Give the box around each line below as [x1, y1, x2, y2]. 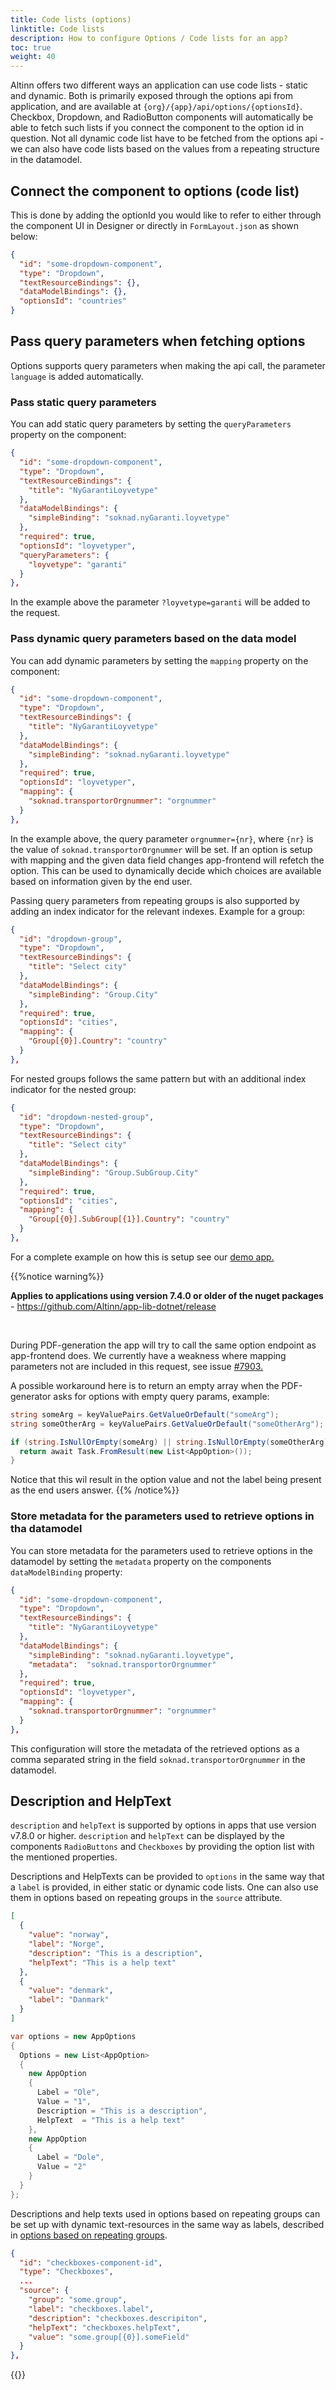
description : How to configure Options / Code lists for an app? [10, 33, 288, 43]
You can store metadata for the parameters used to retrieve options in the [10, 1544, 313, 1556]
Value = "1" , [36, 2097, 92, 2107]
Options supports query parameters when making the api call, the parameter [10, 359, 326, 371]
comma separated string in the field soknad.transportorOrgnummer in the [10, 1753, 306, 1765]
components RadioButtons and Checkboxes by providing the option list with [10, 1841, 315, 1853]
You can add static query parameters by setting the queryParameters [10, 418, 292, 430]
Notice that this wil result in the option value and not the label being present [10, 1474, 322, 1486]
